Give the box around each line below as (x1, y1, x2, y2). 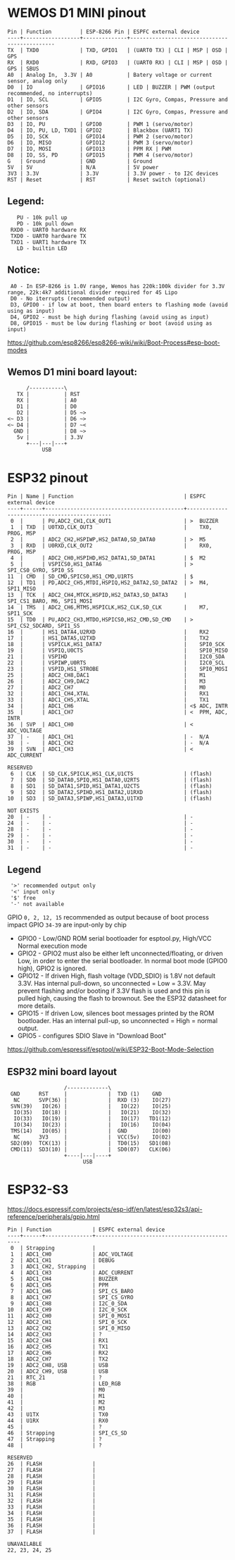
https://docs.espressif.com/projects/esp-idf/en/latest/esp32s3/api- (7, 1205, 203, 1213)
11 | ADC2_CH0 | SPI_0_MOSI (7, 1312, 131, 1319)
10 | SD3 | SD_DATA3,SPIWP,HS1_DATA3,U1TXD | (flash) (7, 795, 212, 803)
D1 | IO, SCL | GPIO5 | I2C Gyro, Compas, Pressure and (7, 96, 229, 103)
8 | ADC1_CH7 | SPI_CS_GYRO (10, 1294, 134, 1301)
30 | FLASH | (7, 1485, 96, 1492)
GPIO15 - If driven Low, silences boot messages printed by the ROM (17, 1009, 215, 1017)
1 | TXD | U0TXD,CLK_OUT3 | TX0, (10, 524, 212, 531)
